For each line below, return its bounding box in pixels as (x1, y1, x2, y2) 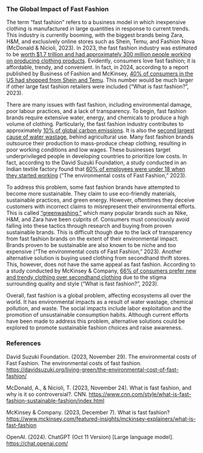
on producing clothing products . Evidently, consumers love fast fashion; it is (6, 57, 196, 65)
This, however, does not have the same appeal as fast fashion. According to (6, 261, 196, 268)
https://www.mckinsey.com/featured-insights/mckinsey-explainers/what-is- (6, 415, 196, 422)
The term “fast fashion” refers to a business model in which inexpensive (6, 19, 186, 26)
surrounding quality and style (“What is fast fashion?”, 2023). (6, 280, 159, 288)
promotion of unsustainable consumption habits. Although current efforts (6, 311, 189, 319)
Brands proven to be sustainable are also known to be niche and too (6, 242, 176, 249)
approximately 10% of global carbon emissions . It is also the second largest (6, 127, 195, 134)
